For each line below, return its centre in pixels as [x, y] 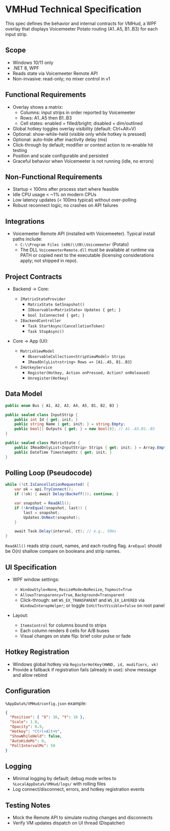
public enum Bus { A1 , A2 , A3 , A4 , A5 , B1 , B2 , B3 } [62, 405]
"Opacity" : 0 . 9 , [27, 727]
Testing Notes [28, 805]
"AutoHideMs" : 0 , [28, 741]
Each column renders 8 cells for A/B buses [65, 630]
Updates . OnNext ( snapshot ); [52, 517]
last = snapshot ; [41, 513]
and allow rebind [30, 675]
